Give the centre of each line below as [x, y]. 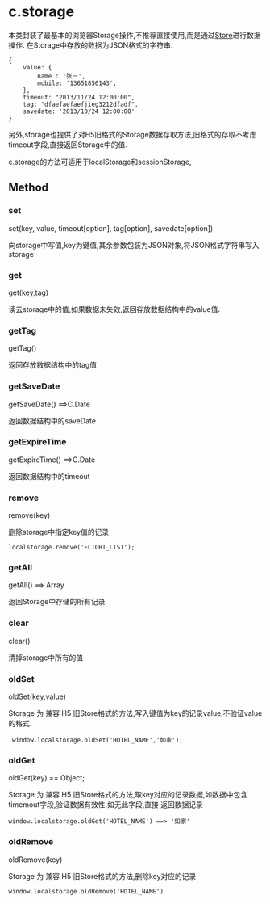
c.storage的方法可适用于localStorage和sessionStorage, [100, 162]
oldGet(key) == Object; [46, 778]
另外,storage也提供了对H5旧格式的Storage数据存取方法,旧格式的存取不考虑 [133, 134]
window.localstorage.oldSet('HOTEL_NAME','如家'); [97, 740]
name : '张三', [62, 76]
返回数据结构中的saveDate [52, 420]
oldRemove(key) [35, 860]
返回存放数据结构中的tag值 [53, 365]
